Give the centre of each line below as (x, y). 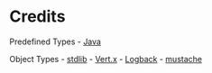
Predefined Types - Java (55, 41)
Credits (37, 17)
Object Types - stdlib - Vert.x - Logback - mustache (106, 59)
